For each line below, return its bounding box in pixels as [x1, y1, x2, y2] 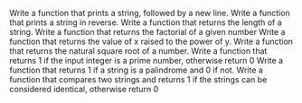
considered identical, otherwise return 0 [9, 84, 159, 94]
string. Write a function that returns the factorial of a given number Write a [9, 27, 286, 37]
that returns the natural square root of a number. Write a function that [9, 46, 268, 56]
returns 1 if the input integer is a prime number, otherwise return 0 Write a [9, 56, 283, 65]
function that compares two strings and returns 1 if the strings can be [9, 74, 268, 84]
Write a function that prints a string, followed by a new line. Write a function [9, 8, 291, 18]
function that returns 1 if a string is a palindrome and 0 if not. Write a [9, 64, 264, 75]
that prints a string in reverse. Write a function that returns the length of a [9, 17, 282, 28]
